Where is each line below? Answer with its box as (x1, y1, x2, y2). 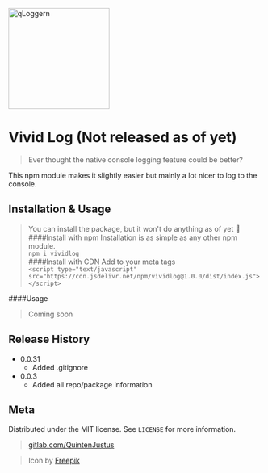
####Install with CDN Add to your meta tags (27, 257, 176, 266)
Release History (8, 333, 90, 346)
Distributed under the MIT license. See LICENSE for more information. (8, 425, 237, 434)
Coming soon (27, 309, 73, 319)
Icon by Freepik (27, 456, 81, 466)
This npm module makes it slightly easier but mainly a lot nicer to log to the (8, 170, 258, 180)
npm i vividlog (27, 249, 80, 257)
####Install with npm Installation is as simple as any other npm (27, 232, 238, 242)
